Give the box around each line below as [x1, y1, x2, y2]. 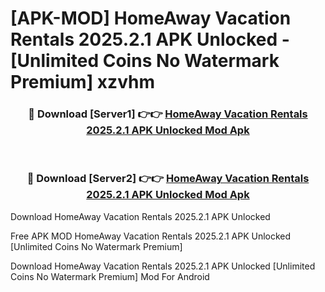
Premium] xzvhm [10, 71, 155, 94]
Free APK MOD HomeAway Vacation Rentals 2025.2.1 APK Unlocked [10, 230, 292, 242]
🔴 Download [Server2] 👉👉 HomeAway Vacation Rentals [26, 172, 310, 186]
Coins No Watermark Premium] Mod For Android [10, 270, 210, 282]
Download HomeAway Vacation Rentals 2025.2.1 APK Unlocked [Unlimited [10, 260, 316, 272]
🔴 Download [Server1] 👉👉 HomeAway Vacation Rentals [28, 107, 308, 121]
